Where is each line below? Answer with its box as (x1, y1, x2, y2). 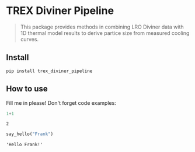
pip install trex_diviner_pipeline (6, 68, 93, 74)
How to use (6, 84, 48, 94)
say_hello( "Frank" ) (6, 131, 54, 137)
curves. (20, 36, 39, 43)
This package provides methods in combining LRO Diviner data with (20, 23, 184, 30)
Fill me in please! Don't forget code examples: (6, 99, 117, 106)
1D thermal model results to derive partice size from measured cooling (20, 29, 190, 36)
